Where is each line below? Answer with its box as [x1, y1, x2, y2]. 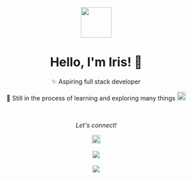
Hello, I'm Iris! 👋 [49, 54, 143, 70]
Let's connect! [75, 121, 117, 129]
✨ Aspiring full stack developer [52, 77, 141, 86]
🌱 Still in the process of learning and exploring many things [6, 93, 176, 102]
